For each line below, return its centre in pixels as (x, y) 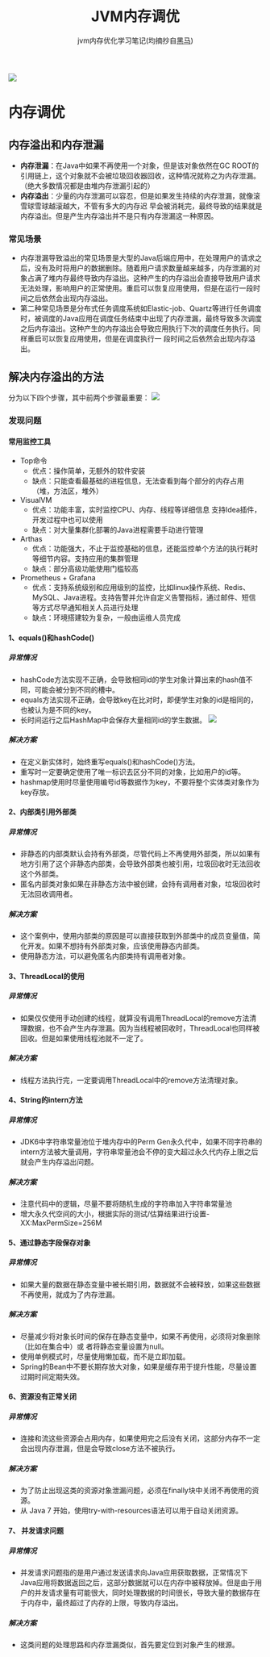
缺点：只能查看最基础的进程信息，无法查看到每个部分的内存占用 (138, 481)
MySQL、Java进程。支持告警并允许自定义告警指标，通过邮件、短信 (144, 597)
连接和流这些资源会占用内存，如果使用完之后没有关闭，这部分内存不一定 (140, 1438)
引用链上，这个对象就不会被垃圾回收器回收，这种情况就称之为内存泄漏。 (140, 175)
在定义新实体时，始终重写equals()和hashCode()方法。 (110, 762)
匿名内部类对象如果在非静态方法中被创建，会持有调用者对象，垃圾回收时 (140, 884)
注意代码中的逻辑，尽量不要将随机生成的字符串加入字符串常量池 (126, 1204)
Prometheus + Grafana (58, 578)
